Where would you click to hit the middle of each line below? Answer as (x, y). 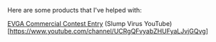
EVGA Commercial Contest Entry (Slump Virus (75, 23)
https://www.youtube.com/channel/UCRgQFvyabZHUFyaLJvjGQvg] (109, 31)
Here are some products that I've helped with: (75, 10)
